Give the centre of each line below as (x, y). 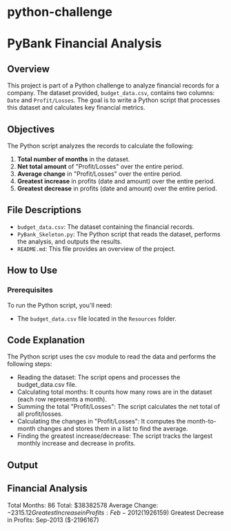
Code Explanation (46, 340)
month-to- (202, 421)
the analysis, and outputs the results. (70, 241)
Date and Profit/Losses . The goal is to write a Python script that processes (114, 100)
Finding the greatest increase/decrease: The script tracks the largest (115, 436)
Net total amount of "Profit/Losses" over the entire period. (100, 167)
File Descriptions (44, 210)
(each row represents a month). (62, 399)
